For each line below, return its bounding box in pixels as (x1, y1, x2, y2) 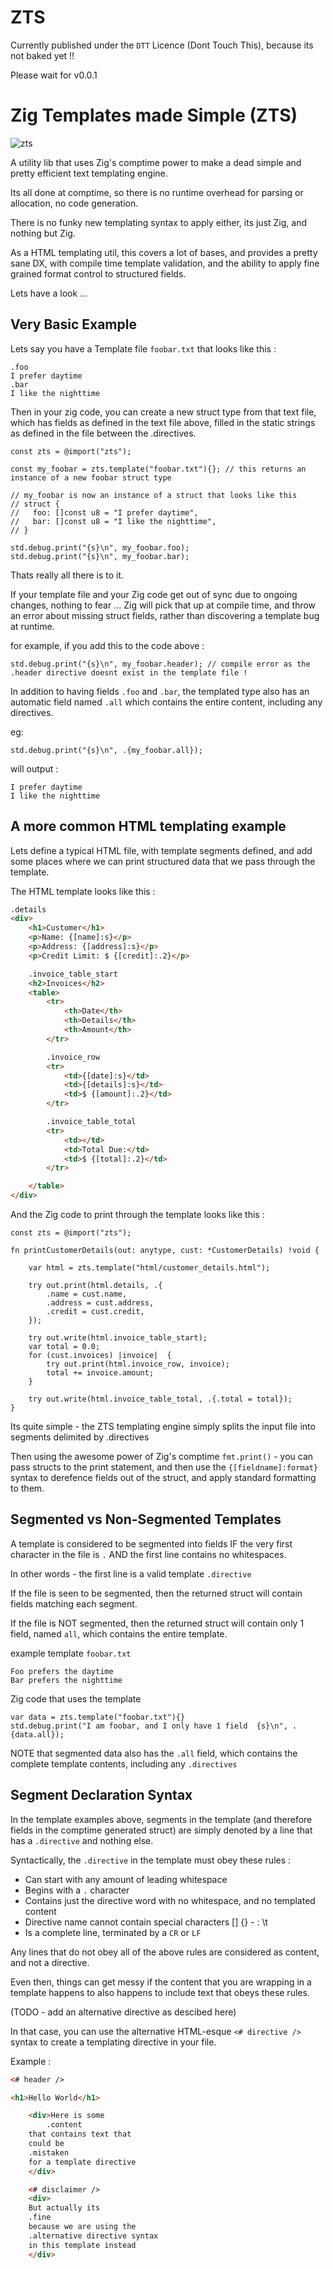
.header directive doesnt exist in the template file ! (10, 667, 248, 678)
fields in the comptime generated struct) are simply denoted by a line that (10, 1824, 313, 1836)
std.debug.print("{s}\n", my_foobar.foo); (10, 542, 190, 553)
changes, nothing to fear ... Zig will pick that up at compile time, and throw (10, 599, 317, 611)
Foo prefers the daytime (10, 1666, 114, 1676)
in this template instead (28, 2240, 137, 2250)
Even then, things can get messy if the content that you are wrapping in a (10, 1976, 312, 1988)
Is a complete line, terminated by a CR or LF (24, 1926, 202, 1938)
